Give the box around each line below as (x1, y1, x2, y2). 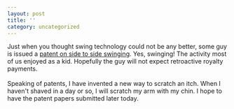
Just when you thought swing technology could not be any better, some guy (7, 43, 228, 51)
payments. (7, 64, 38, 73)
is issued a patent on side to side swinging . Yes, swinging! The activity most (7, 50, 227, 58)
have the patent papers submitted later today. (7, 94, 139, 103)
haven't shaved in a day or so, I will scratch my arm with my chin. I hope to (7, 87, 223, 95)
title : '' (7, 17, 36, 24)
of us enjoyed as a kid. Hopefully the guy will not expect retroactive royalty (7, 57, 223, 66)
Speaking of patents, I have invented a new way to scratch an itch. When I (7, 80, 221, 88)
